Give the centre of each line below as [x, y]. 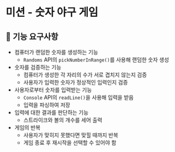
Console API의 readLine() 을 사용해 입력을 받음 [78, 97]
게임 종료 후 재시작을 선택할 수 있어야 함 [70, 143]
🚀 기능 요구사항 [32, 36]
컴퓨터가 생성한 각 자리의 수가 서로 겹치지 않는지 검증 [85, 75]
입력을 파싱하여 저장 [47, 105]
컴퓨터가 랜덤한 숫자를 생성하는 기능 [56, 52]
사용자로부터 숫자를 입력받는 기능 [53, 90]
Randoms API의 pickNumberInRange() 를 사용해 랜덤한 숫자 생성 [96, 60]
